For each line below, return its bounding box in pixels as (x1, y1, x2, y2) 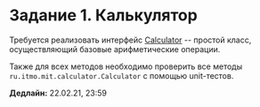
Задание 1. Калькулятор (9, 5, 198, 26)
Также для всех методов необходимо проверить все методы (9, 61, 243, 72)
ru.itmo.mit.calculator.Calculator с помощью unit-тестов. (9, 70, 234, 80)
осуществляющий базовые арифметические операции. (9, 43, 221, 54)
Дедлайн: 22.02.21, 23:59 (9, 88, 107, 98)
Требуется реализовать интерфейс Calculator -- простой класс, (9, 34, 252, 45)
